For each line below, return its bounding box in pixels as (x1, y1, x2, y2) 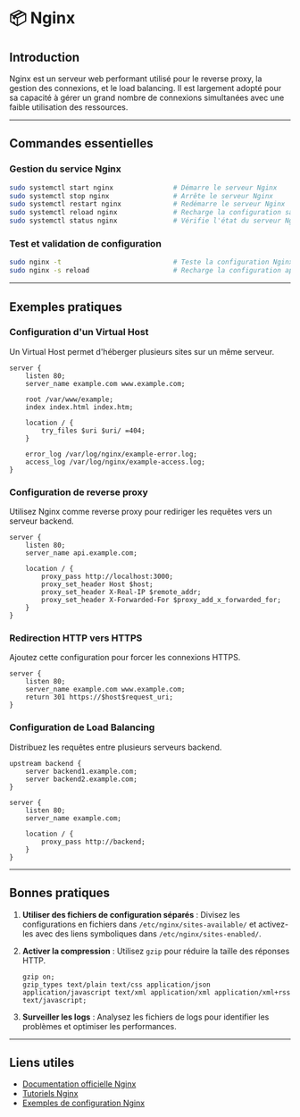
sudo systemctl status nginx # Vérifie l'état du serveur (9, 216, 281, 225)
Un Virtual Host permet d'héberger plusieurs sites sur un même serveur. (9, 346, 275, 357)
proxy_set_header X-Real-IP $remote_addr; (41, 588, 202, 597)
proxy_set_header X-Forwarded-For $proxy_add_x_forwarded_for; (41, 596, 281, 605)
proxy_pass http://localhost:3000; (41, 572, 174, 582)
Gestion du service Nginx (9, 163, 122, 175)
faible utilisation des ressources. (9, 102, 129, 113)
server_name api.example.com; (25, 549, 138, 558)
